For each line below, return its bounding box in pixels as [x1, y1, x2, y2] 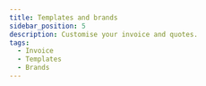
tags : [9, 38, 30, 47]
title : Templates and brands [9, 13, 118, 22]
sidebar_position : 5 [9, 21, 87, 30]
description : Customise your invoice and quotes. [9, 30, 199, 39]
